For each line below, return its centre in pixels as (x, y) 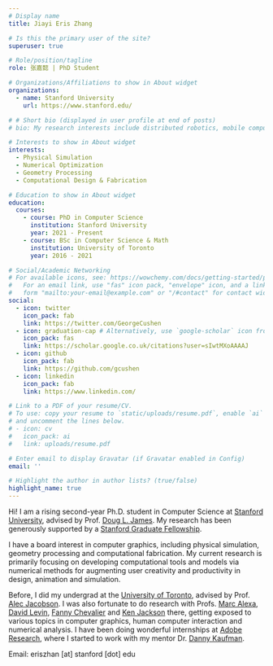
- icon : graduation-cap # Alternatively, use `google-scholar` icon (134, 331)
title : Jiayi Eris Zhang (50, 24)
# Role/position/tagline (50, 61)
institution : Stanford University (89, 226)
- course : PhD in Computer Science (83, 218)
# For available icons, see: (58, 278)
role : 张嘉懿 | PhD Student (54, 68)
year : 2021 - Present (67, 233)
